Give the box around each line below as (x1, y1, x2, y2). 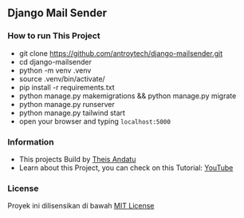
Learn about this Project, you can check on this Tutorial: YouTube (18, 163, 234, 172)
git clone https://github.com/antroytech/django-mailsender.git (18, 48, 223, 58)
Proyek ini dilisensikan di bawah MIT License (7, 201, 155, 211)
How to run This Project (7, 30, 100, 42)
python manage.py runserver (18, 99, 115, 109)
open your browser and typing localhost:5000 (18, 116, 171, 126)
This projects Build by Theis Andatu (18, 154, 136, 164)
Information (7, 136, 54, 147)
